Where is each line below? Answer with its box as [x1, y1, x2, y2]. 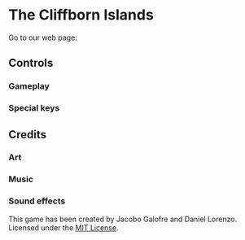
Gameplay [8, 81, 50, 92]
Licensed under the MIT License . [8, 222, 119, 233]
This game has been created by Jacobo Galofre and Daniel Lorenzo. [8, 214, 238, 224]
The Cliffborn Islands [8, 6, 155, 24]
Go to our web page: [8, 33, 77, 42]
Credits [8, 128, 47, 142]
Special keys [8, 103, 60, 114]
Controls [8, 56, 54, 70]
